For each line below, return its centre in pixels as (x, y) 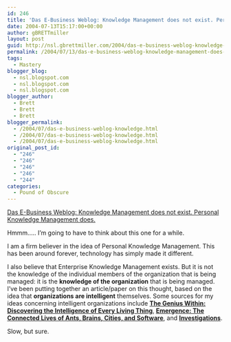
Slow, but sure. (28, 332)
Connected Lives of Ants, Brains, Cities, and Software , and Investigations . (115, 318)
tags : (15, 58)
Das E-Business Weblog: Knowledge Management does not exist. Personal (113, 212)
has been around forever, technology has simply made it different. (100, 254)
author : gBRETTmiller (38, 33)
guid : (15, 45)
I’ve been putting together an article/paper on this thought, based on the (110, 289)
